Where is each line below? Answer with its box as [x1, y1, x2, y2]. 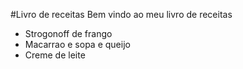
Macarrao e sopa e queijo [24, 39, 131, 50]
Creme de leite [24, 49, 86, 61]
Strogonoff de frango [24, 28, 113, 39]
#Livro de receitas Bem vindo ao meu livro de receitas [10, 9, 233, 20]
